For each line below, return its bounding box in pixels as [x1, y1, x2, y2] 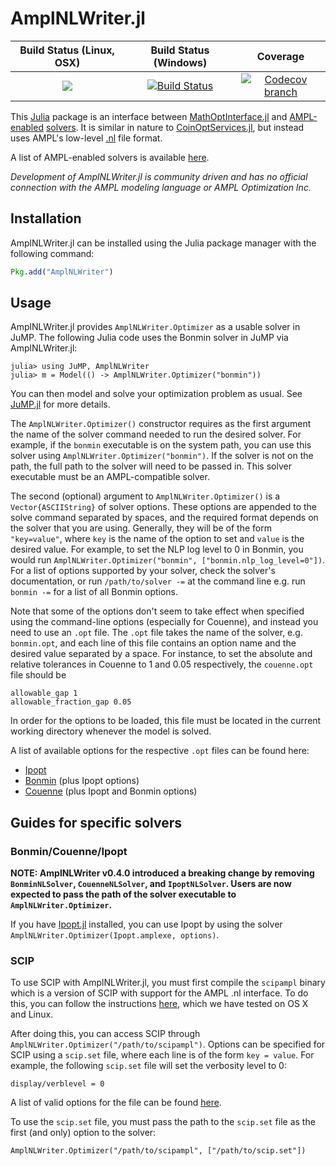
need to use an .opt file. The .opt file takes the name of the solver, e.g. [10, 627, 303, 639]
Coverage [256, 49, 305, 63]
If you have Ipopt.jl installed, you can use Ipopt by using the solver [10, 918, 283, 931]
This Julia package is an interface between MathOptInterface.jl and [10, 110, 288, 122]
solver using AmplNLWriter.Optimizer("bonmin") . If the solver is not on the [10, 450, 314, 462]
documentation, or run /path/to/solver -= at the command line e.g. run [10, 575, 306, 587]
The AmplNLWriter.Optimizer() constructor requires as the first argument [10, 418, 312, 430]
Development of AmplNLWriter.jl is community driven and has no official [10, 170, 308, 182]
